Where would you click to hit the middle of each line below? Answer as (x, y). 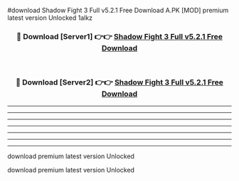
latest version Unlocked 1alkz (50, 18)
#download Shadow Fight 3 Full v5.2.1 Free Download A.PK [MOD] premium (118, 10)
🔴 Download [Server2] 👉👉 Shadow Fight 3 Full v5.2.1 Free (119, 82)
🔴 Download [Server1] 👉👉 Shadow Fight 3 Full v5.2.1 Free (119, 36)
